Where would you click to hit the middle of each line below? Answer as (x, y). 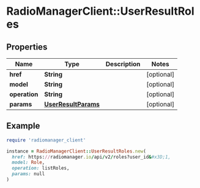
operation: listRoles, (41, 168)
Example (23, 126)
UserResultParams (72, 104)
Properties (27, 47)
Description (123, 64)
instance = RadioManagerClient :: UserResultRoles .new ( (76, 151)
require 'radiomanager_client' (46, 140)
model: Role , (28, 163)
